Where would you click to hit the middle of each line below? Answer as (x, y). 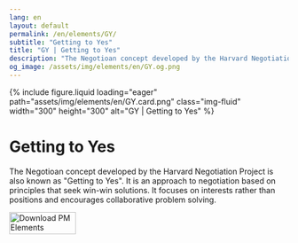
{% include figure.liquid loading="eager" (83, 92)
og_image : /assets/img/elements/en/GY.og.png (94, 67)
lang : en (25, 17)
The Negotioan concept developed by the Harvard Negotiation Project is (141, 171)
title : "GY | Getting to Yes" (65, 51)
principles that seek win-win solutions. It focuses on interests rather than (142, 190)
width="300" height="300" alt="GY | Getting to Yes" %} (112, 111)
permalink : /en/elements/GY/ (63, 34)
